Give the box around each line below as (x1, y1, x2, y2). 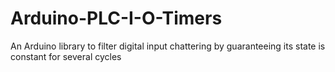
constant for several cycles (10, 50, 122, 62)
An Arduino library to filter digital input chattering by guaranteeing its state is (10, 40, 326, 52)
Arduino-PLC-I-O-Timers (10, 7, 223, 30)
